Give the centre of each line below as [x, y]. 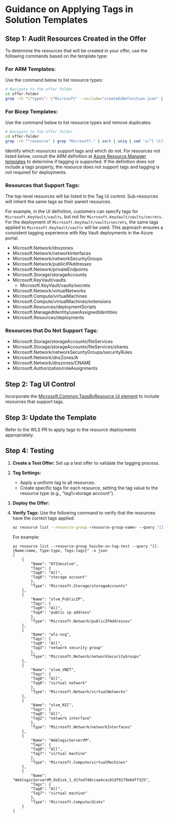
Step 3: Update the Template [51, 418]
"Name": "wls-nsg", [51, 634]
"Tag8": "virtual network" [59, 683]
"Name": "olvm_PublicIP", [58, 599]
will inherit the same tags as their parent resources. [58, 202]
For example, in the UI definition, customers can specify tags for [72, 211]
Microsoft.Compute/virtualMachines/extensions [62, 301]
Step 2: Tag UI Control [40, 384]
